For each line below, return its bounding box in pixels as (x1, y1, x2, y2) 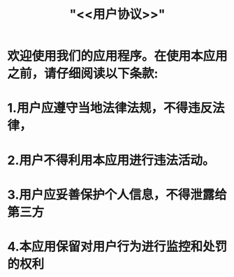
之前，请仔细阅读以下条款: (7, 66, 159, 82)
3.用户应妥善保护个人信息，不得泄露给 (7, 186, 227, 202)
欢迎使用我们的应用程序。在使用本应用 (7, 48, 228, 64)
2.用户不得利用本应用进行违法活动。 (7, 152, 215, 168)
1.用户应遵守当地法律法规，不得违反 (7, 100, 213, 116)
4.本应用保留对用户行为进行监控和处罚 (7, 239, 228, 255)
